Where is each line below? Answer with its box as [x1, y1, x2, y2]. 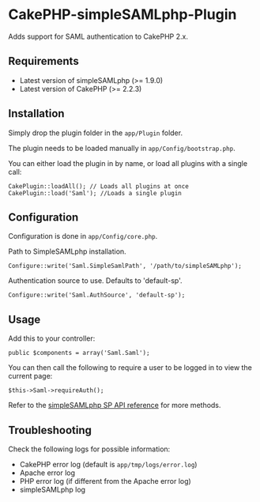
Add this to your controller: [8, 334, 96, 343]
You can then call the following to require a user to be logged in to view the [8, 363, 253, 372]
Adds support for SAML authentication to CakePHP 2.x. [8, 32, 188, 41]
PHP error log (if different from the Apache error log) [19, 477, 191, 485]
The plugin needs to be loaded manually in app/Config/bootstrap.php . [8, 143, 236, 153]
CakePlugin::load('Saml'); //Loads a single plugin [8, 189, 182, 197]
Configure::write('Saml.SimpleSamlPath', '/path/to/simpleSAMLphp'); [8, 262, 243, 270]
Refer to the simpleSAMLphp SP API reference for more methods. [8, 401, 221, 410]
